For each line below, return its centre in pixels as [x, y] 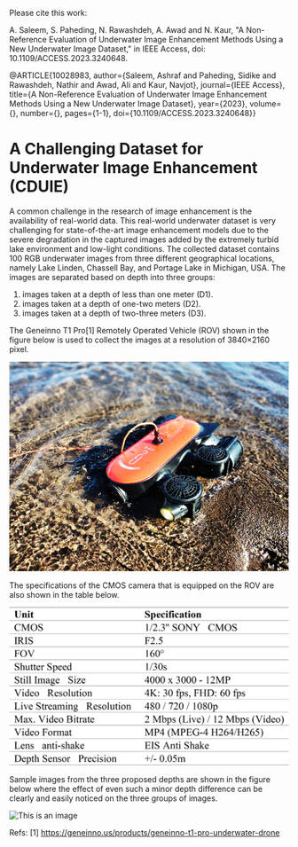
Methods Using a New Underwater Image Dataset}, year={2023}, [129, 104]
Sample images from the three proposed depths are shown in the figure [140, 780]
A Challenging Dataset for [106, 149]
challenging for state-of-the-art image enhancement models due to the [139, 230]
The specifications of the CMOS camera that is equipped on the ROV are [142, 585]
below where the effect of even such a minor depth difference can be [136, 789]
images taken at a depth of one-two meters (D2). [111, 303]
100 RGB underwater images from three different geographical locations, [142, 258]
